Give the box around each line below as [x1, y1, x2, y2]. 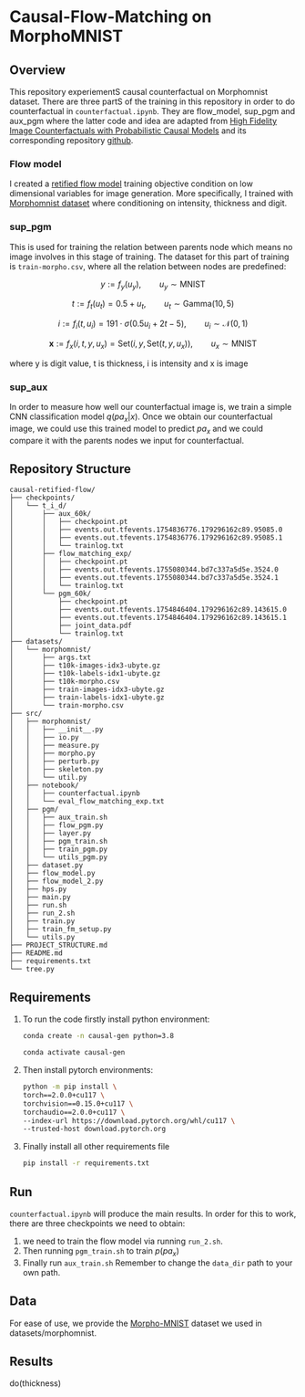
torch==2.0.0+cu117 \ [22, 1090, 105, 1099]
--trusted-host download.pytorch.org [22, 1125, 167, 1134]
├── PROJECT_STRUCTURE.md [9, 940, 107, 951]
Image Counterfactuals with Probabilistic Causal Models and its [9, 125, 248, 136]
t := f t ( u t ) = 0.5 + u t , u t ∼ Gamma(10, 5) [71, 299, 235, 311]
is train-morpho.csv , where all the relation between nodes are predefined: [9, 260, 287, 271]
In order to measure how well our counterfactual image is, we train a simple [9, 402, 292, 413]
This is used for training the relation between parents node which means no [9, 241, 293, 252]
